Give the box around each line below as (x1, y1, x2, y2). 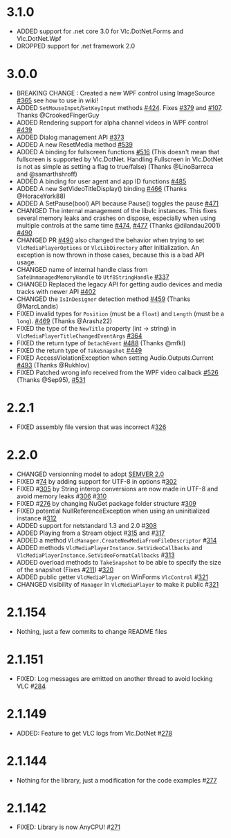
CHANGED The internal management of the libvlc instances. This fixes (16, 206, 217, 215)
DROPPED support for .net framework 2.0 (16, 42, 136, 50)
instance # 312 (16, 513, 57, 522)
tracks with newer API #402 (16, 287, 96, 295)
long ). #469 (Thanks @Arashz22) (16, 316, 113, 325)
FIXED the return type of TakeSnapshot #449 (16, 346, 142, 354)
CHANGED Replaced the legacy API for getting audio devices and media (16, 280, 223, 288)
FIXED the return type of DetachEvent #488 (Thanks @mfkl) (16, 338, 186, 347)
